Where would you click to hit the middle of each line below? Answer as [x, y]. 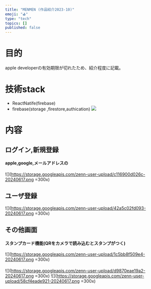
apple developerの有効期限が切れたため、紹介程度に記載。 [64, 68]
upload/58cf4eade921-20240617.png [42, 281]
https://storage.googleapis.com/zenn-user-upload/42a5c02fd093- [78, 208]
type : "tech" [18, 19]
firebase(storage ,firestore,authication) [51, 109]
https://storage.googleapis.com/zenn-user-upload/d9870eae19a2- [78, 270]
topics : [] [16, 23]
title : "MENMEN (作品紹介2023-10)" [40, 10]
